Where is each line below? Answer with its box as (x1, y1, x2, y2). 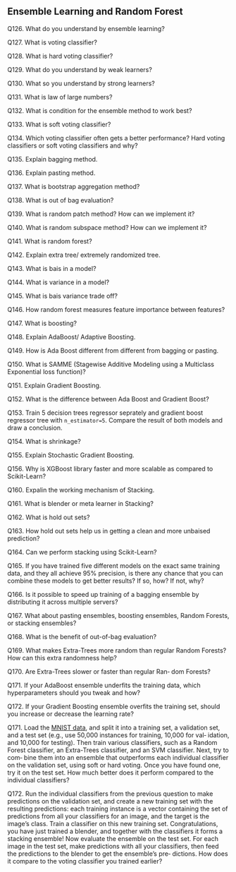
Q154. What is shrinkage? (7, 437, 81, 445)
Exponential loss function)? (7, 367, 87, 376)
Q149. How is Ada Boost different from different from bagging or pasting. (7, 346, 219, 355)
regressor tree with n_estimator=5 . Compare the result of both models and (7, 416, 223, 424)
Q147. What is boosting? (7, 319, 77, 327)
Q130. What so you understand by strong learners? (7, 79, 155, 87)
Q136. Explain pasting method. (7, 169, 96, 177)
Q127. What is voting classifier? (7, 38, 97, 47)
